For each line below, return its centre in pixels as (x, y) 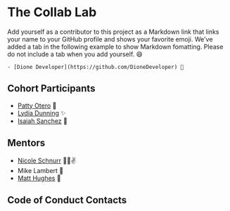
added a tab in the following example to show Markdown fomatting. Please (115, 46)
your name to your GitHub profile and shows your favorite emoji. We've (110, 39)
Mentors (26, 143)
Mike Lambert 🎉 (40, 170)
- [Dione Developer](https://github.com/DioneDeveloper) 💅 (96, 67)
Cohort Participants (51, 89)
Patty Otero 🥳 (37, 105)
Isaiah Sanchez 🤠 (43, 121)
